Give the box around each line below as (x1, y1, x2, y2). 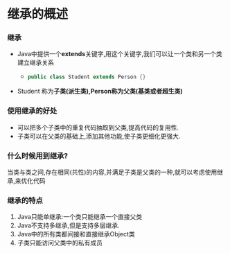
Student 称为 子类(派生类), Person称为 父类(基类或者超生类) (17, 87, 184, 96)
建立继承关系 (17, 58, 54, 67)
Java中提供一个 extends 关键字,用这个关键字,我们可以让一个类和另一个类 (17, 50, 223, 58)
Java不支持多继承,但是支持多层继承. (17, 221, 120, 229)
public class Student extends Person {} (27, 73, 146, 80)
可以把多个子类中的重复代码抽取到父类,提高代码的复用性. (17, 123, 179, 132)
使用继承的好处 (7, 106, 57, 116)
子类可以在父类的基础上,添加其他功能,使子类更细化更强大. (17, 132, 181, 140)
